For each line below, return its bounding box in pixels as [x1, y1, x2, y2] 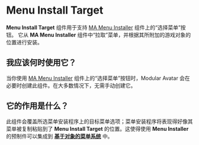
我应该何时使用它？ [6, 57, 76, 68]
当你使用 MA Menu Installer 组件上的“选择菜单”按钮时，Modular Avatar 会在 [6, 75, 191, 82]
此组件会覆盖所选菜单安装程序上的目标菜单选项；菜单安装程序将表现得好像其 [6, 118, 193, 125]
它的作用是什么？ [6, 101, 69, 111]
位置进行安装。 [6, 38, 43, 46]
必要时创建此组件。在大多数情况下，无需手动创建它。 [6, 82, 136, 89]
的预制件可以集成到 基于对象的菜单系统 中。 [6, 133, 113, 140]
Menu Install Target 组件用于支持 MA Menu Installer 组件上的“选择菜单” [6, 24, 181, 31]
